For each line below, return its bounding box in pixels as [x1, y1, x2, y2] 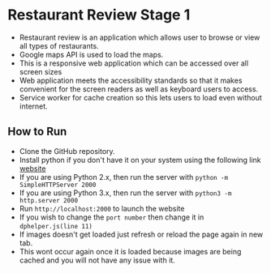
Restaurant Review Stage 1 [7, 6, 191, 24]
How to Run [7, 125, 67, 139]
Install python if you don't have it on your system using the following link [19, 155, 261, 164]
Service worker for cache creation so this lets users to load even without [19, 92, 263, 102]
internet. [19, 101, 48, 111]
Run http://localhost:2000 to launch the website [19, 203, 185, 213]
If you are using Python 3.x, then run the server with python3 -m [19, 188, 232, 198]
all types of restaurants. [19, 41, 99, 50]
